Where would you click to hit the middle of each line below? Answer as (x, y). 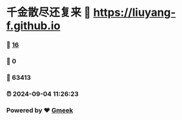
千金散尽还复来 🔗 (49, 12)
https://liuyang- (134, 12)
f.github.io (34, 26)
